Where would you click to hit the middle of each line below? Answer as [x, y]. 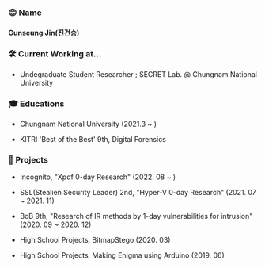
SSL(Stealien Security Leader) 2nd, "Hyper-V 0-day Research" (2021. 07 [138, 193]
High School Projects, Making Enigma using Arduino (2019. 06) [122, 255]
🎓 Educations [36, 104]
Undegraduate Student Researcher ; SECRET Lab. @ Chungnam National [138, 74]
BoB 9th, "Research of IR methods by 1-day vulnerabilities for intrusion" [136, 216]
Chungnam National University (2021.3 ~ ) [88, 124]
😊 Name [25, 13]
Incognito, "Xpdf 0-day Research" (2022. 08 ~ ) [98, 177]
